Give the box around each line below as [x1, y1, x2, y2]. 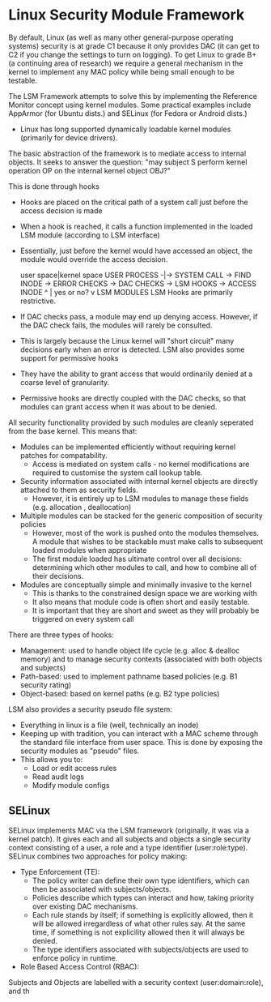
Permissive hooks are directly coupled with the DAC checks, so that [19, 393, 247, 403]
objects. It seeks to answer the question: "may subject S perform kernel [8, 156, 248, 167]
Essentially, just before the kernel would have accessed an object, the [19, 246, 253, 255]
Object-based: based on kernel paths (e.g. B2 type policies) [19, 688, 220, 698]
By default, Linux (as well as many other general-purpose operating [8, 32, 234, 42]
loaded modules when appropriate [32, 545, 147, 555]
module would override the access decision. [19, 254, 168, 264]
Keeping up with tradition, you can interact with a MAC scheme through [19, 728, 259, 739]
